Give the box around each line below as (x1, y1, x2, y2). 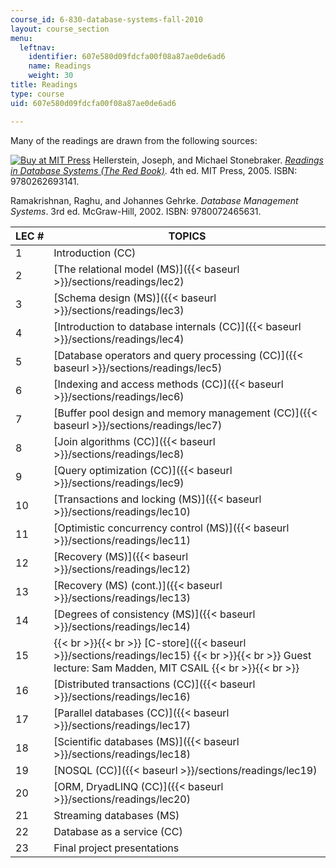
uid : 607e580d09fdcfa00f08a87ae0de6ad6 (10, 98, 177, 108)
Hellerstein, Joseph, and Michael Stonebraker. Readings (92, 154, 324, 166)
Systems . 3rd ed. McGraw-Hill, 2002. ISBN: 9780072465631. (10, 205, 262, 217)
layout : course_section (10, 24, 110, 34)
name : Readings (28, 61, 92, 71)
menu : (10, 33, 33, 43)
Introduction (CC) (53, 246, 137, 260)
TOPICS (168, 229, 207, 243)
